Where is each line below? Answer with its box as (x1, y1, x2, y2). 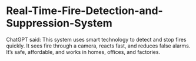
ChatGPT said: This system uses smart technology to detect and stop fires (6, 36, 187, 43)
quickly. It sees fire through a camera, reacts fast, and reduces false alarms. (6, 42, 191, 49)
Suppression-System (6, 16, 113, 30)
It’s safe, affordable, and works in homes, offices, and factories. (6, 48, 161, 55)
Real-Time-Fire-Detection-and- (6, 4, 163, 18)
